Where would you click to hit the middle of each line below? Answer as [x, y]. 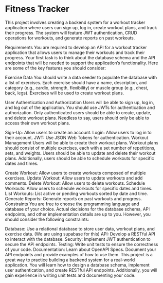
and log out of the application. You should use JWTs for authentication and [80, 107]
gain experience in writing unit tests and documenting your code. [70, 275]
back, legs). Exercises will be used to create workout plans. [64, 93]
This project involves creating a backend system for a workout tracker [75, 22]
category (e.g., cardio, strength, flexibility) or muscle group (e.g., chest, [77, 88]
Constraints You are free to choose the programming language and [72, 204]
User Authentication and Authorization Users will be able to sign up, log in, [80, 102]
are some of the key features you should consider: [55, 68]
